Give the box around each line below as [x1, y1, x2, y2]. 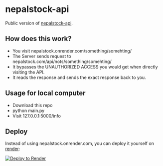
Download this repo [12, 102, 53, 108]
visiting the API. [12, 69, 45, 75]
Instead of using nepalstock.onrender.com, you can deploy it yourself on [5, 140, 155, 146]
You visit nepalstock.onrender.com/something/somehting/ [12, 47, 132, 53]
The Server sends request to [12, 53, 71, 59]
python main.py [12, 107, 45, 113]
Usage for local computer [5, 89, 86, 97]
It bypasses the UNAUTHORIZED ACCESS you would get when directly [12, 63, 158, 69]
